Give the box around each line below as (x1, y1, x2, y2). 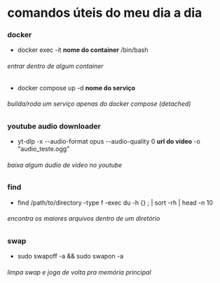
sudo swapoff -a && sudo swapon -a (17, 252, 124, 261)
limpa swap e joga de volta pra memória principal (7, 268, 152, 277)
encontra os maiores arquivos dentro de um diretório (7, 214, 160, 223)
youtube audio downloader (7, 121, 102, 131)
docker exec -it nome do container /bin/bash (17, 46, 149, 54)
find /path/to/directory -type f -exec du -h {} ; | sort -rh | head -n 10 (17, 198, 214, 207)
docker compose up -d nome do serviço (17, 83, 135, 92)
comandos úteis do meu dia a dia (7, 5, 202, 21)
